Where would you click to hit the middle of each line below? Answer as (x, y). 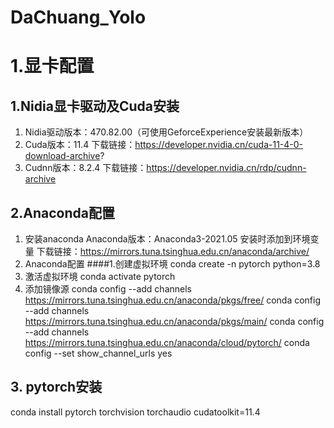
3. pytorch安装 (56, 387)
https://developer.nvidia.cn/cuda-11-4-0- (219, 145)
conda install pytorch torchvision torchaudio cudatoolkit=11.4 (135, 412)
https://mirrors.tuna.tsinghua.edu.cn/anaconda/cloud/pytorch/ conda (167, 342)
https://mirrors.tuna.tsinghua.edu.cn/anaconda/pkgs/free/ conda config (172, 300)
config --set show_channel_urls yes (98, 353)
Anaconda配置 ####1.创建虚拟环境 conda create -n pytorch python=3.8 (172, 264)
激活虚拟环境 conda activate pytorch (100, 276)
